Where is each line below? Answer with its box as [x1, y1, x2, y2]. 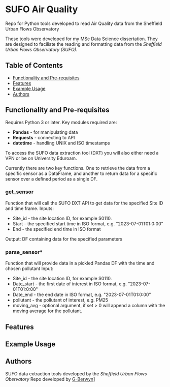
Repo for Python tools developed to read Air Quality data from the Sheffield [5, 20, 162, 26]
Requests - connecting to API [12, 134, 75, 140]
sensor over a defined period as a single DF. [5, 175, 98, 182]
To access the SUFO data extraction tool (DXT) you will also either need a [5, 150, 159, 156]
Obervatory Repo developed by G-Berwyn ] [5, 376, 95, 382]
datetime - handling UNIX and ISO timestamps [12, 140, 110, 146]
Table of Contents [5, 61, 63, 70]
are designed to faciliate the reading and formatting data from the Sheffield [5, 41, 162, 47]
